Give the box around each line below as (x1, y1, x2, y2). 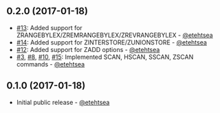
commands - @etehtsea (16, 60, 85, 68)
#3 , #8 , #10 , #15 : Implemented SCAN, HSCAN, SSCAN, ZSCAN (16, 53, 194, 61)
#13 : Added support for (16, 23, 83, 32)
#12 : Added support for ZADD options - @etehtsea (16, 45, 160, 53)
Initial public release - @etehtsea (16, 98, 110, 106)
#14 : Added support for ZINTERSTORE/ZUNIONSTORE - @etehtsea (16, 38, 208, 47)
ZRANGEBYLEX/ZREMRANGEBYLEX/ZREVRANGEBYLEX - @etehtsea (16, 31, 214, 39)
